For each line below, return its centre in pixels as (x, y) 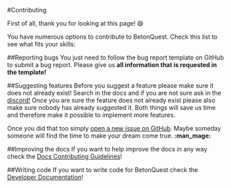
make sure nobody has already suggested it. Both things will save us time (111, 107)
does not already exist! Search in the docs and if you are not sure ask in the (114, 93)
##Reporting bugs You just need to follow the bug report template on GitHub (115, 57)
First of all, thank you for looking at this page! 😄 (76, 23)
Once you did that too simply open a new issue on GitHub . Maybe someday (114, 128)
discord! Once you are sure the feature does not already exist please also (111, 100)
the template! (27, 72)
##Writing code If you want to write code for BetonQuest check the (103, 170)
